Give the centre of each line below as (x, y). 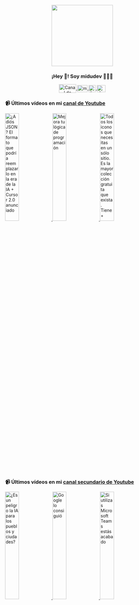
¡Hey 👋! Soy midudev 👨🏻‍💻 (82, 76)
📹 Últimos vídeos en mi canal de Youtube (55, 103)
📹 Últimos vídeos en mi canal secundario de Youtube (70, 482)
